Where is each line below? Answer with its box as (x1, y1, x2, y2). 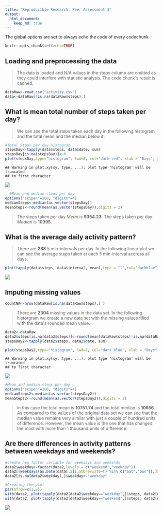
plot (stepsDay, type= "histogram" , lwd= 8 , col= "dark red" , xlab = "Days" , (5, 156, 155, 161)
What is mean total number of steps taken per (5, 108, 147, 116)
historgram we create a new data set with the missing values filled (16, 315, 149, 321)
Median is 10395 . (16, 219, 52, 224)
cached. (16, 80, 33, 86)
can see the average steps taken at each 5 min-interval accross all (16, 251, 150, 257)
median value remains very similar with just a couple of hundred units (16, 415, 156, 421)
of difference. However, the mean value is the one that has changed (16, 420, 153, 426)
